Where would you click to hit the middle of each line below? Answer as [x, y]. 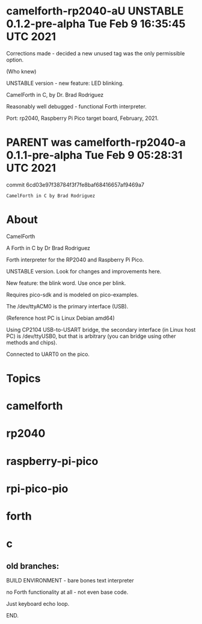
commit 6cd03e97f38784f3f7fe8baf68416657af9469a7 [75, 184]
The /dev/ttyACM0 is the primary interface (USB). [67, 306]
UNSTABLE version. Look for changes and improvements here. [84, 271]
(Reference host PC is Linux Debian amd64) [61, 318]
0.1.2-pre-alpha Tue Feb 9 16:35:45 [96, 24]
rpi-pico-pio [37, 488]
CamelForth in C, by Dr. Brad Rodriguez [55, 95]
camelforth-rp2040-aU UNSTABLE [95, 11]
